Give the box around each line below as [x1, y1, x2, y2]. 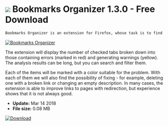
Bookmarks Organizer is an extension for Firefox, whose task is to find [5, 30, 163, 35]
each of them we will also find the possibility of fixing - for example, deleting [5, 75, 163, 81]
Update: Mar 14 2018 [12, 100, 56, 106]
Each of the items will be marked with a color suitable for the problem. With [5, 69, 160, 75]
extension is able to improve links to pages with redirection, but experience [5, 85, 160, 91]
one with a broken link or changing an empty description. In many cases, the [5, 80, 163, 86]
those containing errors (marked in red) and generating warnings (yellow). [5, 54, 158, 60]
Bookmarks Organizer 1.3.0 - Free [12, 3, 155, 15]
